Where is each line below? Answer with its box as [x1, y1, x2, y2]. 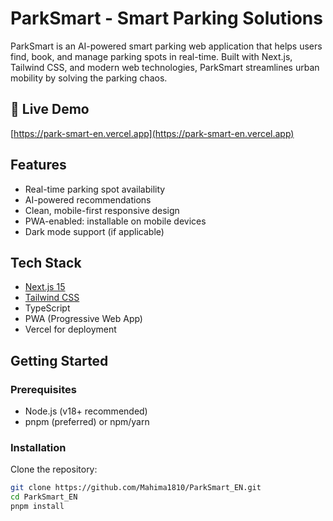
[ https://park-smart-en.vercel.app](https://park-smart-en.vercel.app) [10, 127, 295, 139]
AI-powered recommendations [24, 193, 152, 206]
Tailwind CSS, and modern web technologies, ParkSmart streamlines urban [10, 61, 320, 73]
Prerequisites [10, 382, 77, 396]
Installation [10, 440, 67, 454]
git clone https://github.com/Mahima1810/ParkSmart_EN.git [10, 483, 262, 493]
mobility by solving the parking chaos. [10, 72, 168, 84]
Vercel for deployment [24, 323, 117, 336]
